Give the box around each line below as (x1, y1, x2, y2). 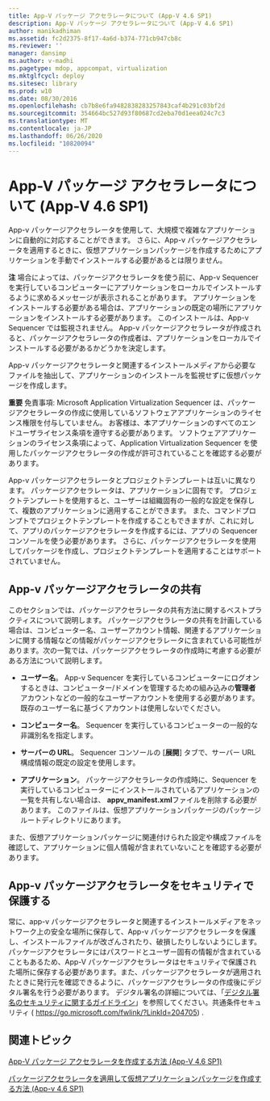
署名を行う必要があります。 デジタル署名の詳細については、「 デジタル (22, 987, 253, 998)
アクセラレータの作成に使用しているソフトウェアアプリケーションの (15, 408, 241, 418)
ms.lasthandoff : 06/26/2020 (8, 132, 103, 140)
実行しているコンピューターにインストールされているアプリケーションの (19, 785, 260, 795)
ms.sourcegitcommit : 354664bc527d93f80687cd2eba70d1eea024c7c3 (8, 110, 226, 118)
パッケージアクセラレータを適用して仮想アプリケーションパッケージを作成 (8, 1074, 255, 1083)
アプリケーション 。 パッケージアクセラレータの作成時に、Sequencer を (19, 775, 258, 784)
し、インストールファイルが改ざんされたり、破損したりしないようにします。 (8, 937, 262, 947)
